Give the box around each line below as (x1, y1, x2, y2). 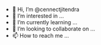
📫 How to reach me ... (12, 32, 69, 39)
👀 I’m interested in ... (12, 12, 64, 19)
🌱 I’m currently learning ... (12, 19, 78, 26)
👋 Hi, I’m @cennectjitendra (12, 6, 80, 13)
